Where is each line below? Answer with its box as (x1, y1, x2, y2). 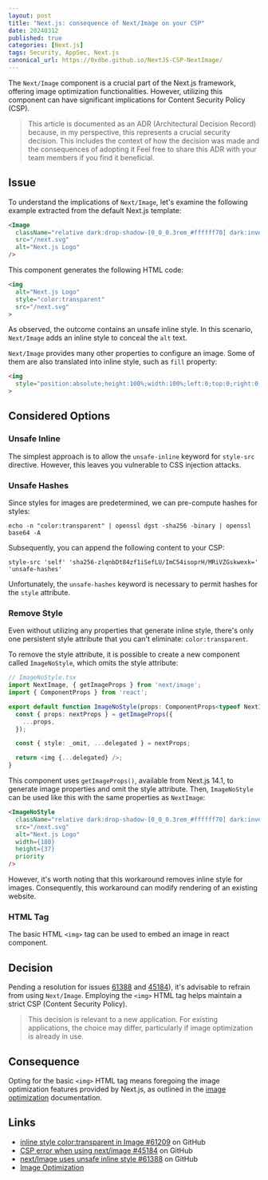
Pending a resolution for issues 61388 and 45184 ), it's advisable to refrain (8, 982, 250, 992)
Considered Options (8, 409, 110, 423)
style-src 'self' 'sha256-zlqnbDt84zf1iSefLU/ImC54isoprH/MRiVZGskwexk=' (8, 558, 259, 566)
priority (15, 853, 45, 861)
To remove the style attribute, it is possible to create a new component (8, 649, 241, 659)
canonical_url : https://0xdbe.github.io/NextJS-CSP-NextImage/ (8, 57, 223, 65)
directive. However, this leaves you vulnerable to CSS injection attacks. (8, 460, 242, 469)
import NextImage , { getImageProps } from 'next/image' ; (8, 681, 202, 689)
